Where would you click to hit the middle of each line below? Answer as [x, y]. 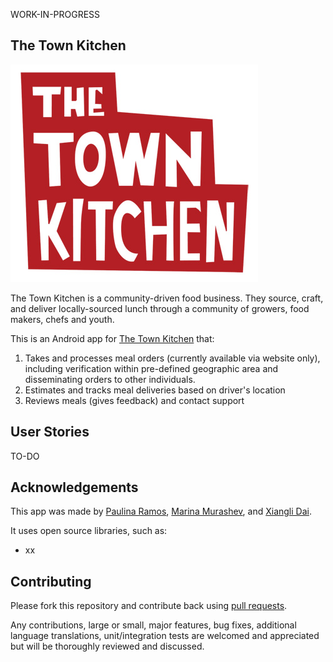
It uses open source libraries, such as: [89, 531]
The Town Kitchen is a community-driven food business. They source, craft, [167, 298]
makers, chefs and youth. [62, 319]
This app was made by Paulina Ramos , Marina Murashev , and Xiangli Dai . [161, 511]
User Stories [50, 432]
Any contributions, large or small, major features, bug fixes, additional [153, 625]
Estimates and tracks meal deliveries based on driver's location [155, 390]
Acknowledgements [74, 487]
